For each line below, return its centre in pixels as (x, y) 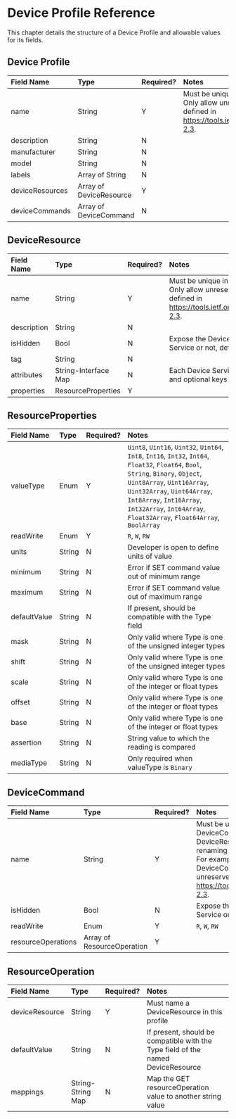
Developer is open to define (173, 548)
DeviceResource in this (184, 1012)
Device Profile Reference (81, 13)
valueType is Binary (160, 767)
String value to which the (169, 738)
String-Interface (82, 370)
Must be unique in (198, 281)
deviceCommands (41, 210)
